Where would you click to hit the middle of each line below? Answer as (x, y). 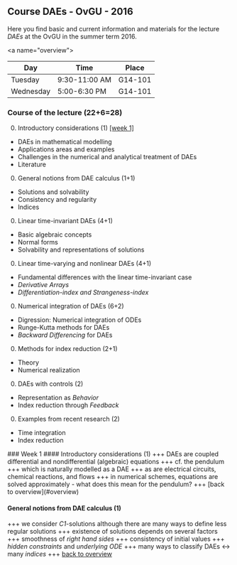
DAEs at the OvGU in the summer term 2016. (72, 36)
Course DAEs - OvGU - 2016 (70, 12)
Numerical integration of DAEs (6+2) (71, 306)
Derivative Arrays (43, 285)
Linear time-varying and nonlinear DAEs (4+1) (84, 264)
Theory (28, 362)
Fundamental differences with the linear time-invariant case (105, 277)
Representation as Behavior (58, 398)
